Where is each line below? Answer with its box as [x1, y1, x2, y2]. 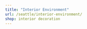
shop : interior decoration [5, 16, 60, 21]
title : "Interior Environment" [5, 7, 69, 12]
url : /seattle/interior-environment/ [5, 12, 83, 17]
